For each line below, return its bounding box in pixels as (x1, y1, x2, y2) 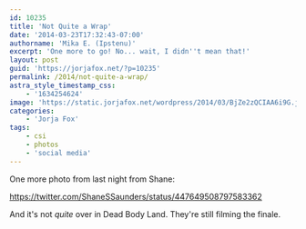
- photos (25, 140, 59, 149)
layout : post (9, 55, 59, 65)
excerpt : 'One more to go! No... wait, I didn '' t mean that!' (9, 47, 250, 56)
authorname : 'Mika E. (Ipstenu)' (9, 38, 137, 48)
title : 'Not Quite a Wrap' (9, 22, 112, 31)
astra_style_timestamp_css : (9, 81, 117, 90)
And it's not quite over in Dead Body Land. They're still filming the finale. (9, 208, 281, 219)
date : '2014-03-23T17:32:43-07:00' (9, 30, 145, 39)
